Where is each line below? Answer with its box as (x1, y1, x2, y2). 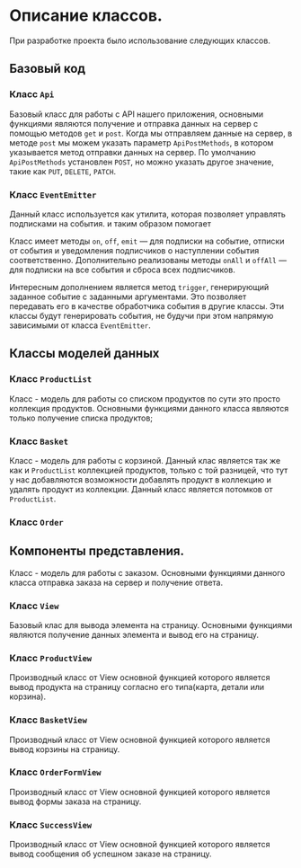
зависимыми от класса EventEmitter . (9, 320, 151, 331)
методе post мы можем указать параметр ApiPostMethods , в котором (9, 137, 274, 148)
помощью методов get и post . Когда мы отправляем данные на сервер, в (9, 128, 293, 138)
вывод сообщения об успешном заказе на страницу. (9, 848, 213, 859)
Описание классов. (9, 5, 164, 26)
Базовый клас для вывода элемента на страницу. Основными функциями (9, 619, 293, 630)
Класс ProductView (9, 651, 93, 664)
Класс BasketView (9, 713, 88, 726)
